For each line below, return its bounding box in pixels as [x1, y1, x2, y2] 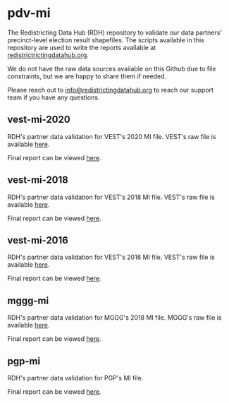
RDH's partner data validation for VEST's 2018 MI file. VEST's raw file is [7, 193, 215, 201]
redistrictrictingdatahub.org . [7, 51, 89, 59]
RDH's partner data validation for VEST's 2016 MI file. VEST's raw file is [7, 253, 215, 262]
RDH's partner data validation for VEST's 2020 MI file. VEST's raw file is [7, 132, 216, 140]
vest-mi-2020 [7, 114, 70, 126]
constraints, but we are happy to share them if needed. [7, 72, 167, 80]
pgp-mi [7, 355, 41, 367]
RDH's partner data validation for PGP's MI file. [7, 374, 144, 382]
